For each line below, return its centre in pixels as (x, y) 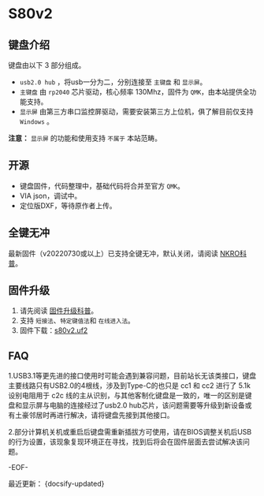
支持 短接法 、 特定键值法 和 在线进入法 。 (77, 321)
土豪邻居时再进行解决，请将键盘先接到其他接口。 (94, 416)
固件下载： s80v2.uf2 (54, 330)
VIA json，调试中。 (50, 196)
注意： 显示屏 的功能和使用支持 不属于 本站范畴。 (85, 138)
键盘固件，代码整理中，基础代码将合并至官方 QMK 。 (102, 185)
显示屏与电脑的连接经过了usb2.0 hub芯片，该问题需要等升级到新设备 (134, 405)
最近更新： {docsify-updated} (56, 484)
